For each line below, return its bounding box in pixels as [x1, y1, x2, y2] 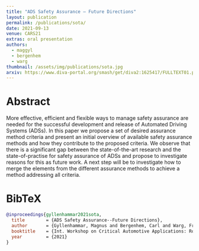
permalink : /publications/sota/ [6, 20, 86, 26]
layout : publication [6, 14, 57, 20]
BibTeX [6, 192, 41, 205]
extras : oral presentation [6, 36, 73, 42]
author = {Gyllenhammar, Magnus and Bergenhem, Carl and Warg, [11, 223, 187, 228]
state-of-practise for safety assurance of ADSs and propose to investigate [6, 152, 188, 160]
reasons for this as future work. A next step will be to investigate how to [6, 158, 181, 166]
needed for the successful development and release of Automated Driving [6, 121, 187, 128]
